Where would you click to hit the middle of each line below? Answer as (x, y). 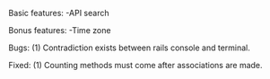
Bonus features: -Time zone (60, 30)
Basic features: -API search (59, 13)
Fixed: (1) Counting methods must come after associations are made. (135, 65)
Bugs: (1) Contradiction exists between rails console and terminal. (129, 48)
